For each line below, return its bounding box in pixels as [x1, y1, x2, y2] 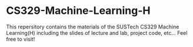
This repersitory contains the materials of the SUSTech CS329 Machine [6, 23, 179, 30]
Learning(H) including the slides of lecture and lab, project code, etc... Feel [6, 29, 188, 36]
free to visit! [6, 35, 35, 42]
